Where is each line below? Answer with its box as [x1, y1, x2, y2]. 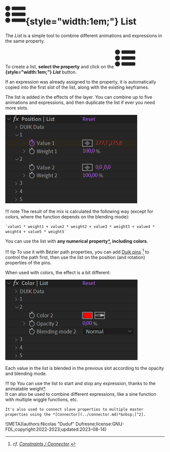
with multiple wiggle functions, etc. [5, 396, 78, 402]
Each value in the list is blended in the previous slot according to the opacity [5, 365, 164, 371]
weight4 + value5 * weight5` [5, 229, 67, 234]
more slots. [5, 104, 29, 110]
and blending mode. [5, 370, 47, 376]
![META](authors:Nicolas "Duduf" [5, 421, 75, 427]
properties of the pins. [5, 259, 52, 266]
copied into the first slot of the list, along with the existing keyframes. [5, 84, 149, 90]
